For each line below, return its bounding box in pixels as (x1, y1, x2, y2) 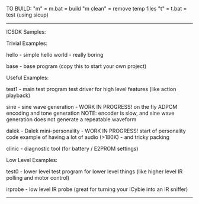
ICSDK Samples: (6, 28, 46, 35)
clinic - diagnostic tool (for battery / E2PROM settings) (6, 145, 139, 152)
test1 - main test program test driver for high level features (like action (6, 86, 176, 92)
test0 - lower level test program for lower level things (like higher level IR (6, 168, 183, 175)
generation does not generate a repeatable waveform (6, 116, 137, 123)
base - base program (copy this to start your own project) (6, 63, 147, 70)
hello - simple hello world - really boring (6, 51, 104, 58)
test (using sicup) (6, 11, 49, 18)
